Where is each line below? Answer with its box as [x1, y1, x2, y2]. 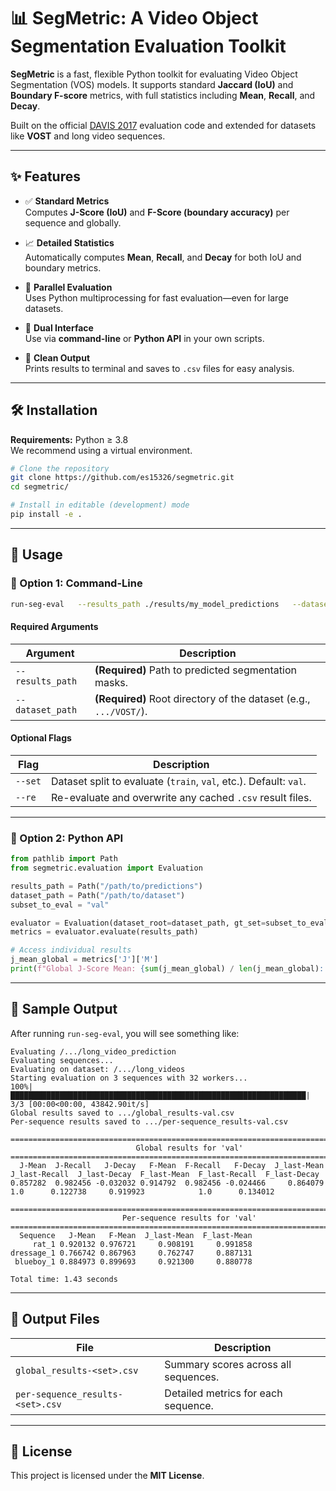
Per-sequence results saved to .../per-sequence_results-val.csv [10, 1116, 288, 1127]
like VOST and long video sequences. [10, 130, 166, 142]
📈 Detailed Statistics [24, 236, 115, 249]
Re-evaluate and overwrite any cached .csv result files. [50, 790, 312, 804]
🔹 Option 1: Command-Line [10, 576, 143, 590]
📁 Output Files [10, 1311, 100, 1328]
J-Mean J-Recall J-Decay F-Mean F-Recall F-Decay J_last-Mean [19, 1160, 325, 1170]
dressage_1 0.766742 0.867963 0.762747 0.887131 [10, 1248, 253, 1258]
